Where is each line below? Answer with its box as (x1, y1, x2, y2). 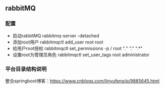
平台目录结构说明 (5, 65, 47, 72)
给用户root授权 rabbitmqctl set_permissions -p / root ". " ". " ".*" (12, 45, 143, 51)
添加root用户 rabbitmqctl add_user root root (12, 39, 103, 45)
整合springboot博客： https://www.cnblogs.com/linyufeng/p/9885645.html (5, 78, 160, 84)
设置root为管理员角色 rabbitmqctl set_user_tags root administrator (12, 52, 150, 58)
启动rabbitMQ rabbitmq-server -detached (12, 32, 99, 38)
